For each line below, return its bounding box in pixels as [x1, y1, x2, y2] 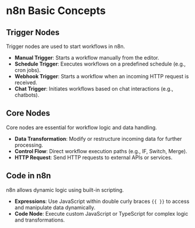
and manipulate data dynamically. [14, 203, 96, 211]
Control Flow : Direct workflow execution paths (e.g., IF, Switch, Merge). [14, 147, 188, 154]
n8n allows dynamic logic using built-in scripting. [6, 186, 124, 194]
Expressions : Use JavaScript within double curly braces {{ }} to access [14, 198, 190, 205]
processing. [14, 141, 44, 148]
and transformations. [14, 216, 65, 223]
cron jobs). [14, 67, 41, 74]
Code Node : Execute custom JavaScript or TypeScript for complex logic [14, 210, 189, 217]
